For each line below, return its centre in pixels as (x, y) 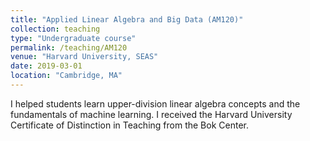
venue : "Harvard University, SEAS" (84, 57)
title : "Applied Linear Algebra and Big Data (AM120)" (127, 19)
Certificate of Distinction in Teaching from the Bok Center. (129, 125)
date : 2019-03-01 (46, 66)
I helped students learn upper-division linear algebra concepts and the (155, 103)
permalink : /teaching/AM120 (69, 47)
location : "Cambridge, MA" (66, 76)
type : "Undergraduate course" (73, 38)
